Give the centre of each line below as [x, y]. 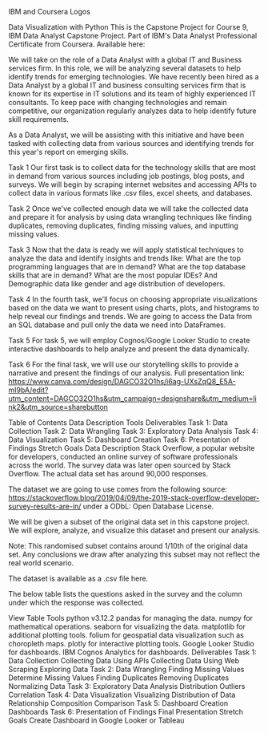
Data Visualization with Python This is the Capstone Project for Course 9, [128, 27]
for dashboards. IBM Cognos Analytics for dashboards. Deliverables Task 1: [133, 652]
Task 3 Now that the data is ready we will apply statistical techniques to [126, 249]
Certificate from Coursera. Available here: [77, 44]
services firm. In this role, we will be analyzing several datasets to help [125, 68]
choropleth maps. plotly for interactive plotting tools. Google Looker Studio [131, 644]
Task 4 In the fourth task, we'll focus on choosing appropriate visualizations [133, 299]
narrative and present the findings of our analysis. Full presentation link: [127, 373]
